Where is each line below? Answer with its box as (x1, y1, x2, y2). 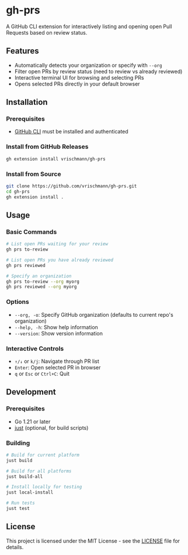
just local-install (6, 489, 54, 495)
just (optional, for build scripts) (14, 424, 89, 431)
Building (6, 438, 30, 447)
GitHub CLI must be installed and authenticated (14, 128, 128, 135)
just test (6, 506, 30, 512)
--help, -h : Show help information (14, 323, 98, 331)
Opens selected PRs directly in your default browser (14, 80, 140, 87)
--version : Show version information (14, 330, 103, 337)
